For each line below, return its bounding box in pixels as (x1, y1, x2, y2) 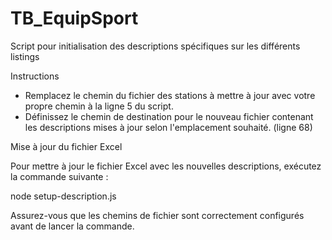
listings (10, 50, 40, 62)
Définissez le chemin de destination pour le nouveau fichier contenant (24, 110, 314, 122)
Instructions (10, 70, 60, 82)
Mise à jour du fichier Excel (10, 140, 123, 152)
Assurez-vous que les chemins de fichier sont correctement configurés (10, 209, 305, 221)
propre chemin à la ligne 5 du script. (24, 100, 174, 112)
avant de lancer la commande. (10, 220, 135, 232)
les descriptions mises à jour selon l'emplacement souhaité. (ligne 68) (24, 121, 313, 133)
